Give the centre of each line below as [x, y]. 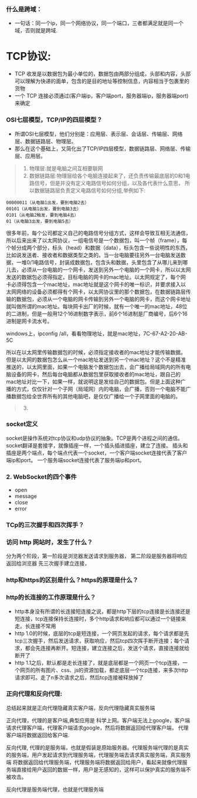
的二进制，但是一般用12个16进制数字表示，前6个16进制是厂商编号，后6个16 [97, 314]
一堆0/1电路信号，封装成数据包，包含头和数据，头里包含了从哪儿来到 [99, 262]
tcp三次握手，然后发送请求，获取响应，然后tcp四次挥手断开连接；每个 [99, 641]
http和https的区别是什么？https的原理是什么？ [72, 580]
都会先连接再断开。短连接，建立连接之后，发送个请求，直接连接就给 [107, 648]
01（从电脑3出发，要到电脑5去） [40, 221]
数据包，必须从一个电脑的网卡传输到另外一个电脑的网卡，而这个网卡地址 [103, 299]
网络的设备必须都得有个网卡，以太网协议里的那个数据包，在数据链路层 [101, 291]
